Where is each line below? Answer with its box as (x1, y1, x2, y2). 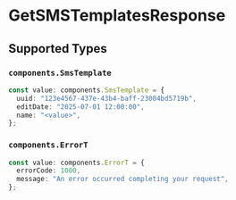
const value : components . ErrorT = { (8, 158, 145, 167)
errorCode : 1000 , (16, 166, 81, 175)
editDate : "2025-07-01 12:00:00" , (16, 102, 145, 112)
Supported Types (8, 41, 108, 56)
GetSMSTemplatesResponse (8, 5, 226, 26)
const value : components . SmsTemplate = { (8, 86, 165, 95)
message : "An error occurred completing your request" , (16, 175, 229, 184)
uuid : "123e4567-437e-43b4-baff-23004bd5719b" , (16, 94, 198, 103)
